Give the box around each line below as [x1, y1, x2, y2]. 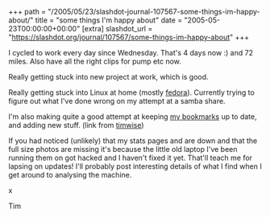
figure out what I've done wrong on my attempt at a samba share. [8, 96, 226, 105]
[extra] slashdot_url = [81, 24, 153, 33]
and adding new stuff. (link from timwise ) [8, 121, 144, 129]
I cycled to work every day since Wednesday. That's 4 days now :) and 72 [8, 48, 254, 57]
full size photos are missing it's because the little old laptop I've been [8, 145, 238, 154]
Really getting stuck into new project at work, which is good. [8, 72, 209, 81]
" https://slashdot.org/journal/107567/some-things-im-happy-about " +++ [8, 32, 250, 42]
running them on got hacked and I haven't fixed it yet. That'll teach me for [8, 153, 252, 162]
